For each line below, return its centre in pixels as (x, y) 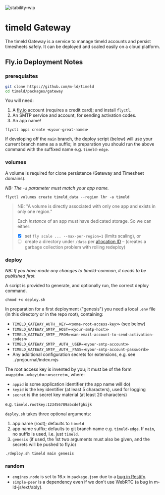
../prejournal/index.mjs (35, 360)
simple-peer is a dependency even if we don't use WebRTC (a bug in (82, 482)
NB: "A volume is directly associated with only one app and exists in (86, 206)
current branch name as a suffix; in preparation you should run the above (80, 144)
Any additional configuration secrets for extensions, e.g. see (74, 354)
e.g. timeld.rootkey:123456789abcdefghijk (49, 404)
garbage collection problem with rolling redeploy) (75, 247)
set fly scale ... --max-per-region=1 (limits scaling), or (83, 236)
